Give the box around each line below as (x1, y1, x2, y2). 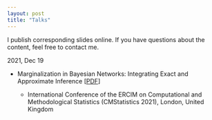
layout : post (7, 10, 45, 17)
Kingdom (27, 105, 54, 113)
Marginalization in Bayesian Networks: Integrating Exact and (17, 70, 189, 78)
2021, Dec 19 (7, 56, 44, 64)
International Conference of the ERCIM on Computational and (27, 90, 202, 99)
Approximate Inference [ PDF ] (17, 77, 101, 85)
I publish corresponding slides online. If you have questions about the (7, 35, 205, 43)
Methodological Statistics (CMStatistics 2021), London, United (27, 97, 204, 106)
